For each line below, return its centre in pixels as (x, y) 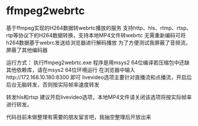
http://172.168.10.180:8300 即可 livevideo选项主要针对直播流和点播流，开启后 (99, 77)
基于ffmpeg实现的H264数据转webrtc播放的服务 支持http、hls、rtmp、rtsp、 (99, 28)
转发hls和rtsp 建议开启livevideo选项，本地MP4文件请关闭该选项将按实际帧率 (99, 97)
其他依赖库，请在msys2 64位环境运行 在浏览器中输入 (71, 69)
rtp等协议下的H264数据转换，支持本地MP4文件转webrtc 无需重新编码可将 (96, 35)
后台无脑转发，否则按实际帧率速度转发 (53, 84)
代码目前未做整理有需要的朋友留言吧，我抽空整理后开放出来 (79, 117)
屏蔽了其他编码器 (27, 50)
